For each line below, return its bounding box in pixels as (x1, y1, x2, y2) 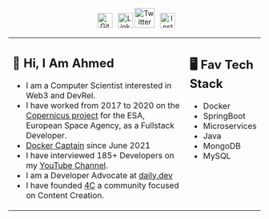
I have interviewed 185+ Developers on (26, 149, 175, 161)
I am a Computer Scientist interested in (26, 80, 172, 91)
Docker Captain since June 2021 (26, 140, 151, 151)
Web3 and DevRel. (26, 90, 96, 101)
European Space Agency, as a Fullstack (26, 120, 175, 131)
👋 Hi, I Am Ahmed (12, 55, 114, 71)
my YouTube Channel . (26, 160, 108, 171)
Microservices (203, 120, 257, 131)
